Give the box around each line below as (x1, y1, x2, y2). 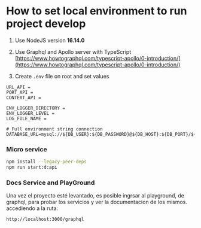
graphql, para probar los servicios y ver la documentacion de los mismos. (6, 199, 187, 206)
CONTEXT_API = (6, 95, 42, 101)
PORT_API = (6, 89, 33, 95)
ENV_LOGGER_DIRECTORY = (6, 105, 66, 111)
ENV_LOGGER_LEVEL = (6, 110, 55, 116)
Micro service (6, 145, 47, 153)
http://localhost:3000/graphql (6, 217, 84, 223)
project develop (6, 17, 86, 31)
